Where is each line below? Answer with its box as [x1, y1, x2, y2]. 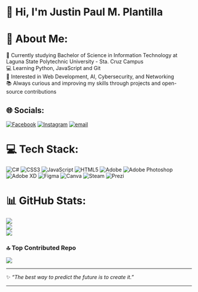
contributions [24, 88, 57, 95]
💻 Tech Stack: [6, 142, 79, 156]
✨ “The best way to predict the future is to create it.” [6, 274, 134, 281]
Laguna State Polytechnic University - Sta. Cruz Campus [6, 58, 144, 65]
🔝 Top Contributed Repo [6, 244, 77, 252]
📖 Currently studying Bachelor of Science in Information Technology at [6, 52, 178, 59]
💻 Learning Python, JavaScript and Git [6, 65, 101, 72]
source [6, 88, 24, 95]
